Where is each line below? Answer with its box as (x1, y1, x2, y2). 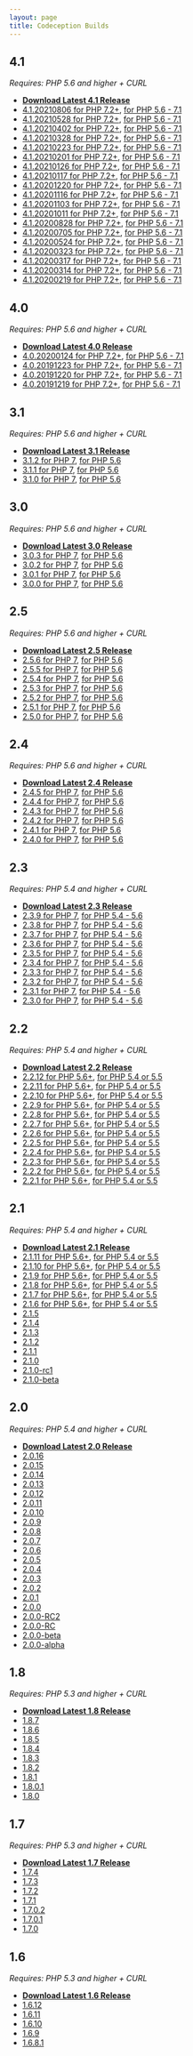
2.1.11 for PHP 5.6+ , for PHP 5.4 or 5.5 (21, 1251, 159, 1262)
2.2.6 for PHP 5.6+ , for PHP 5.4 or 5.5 (21, 1128, 160, 1138)
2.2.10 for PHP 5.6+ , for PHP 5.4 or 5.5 (21, 1090, 163, 1101)
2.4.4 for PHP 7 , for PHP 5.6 (21, 797, 125, 807)
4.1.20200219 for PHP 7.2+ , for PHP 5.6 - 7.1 (21, 275, 182, 285)
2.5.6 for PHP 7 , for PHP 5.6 (21, 655, 124, 665)
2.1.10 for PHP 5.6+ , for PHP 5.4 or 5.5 (21, 1260, 161, 1272)
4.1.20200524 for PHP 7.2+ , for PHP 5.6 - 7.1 (21, 237, 184, 247)
